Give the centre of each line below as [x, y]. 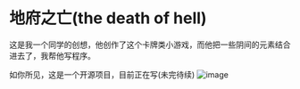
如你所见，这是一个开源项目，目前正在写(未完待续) [102, 74]
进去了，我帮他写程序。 [52, 55]
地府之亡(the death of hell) [108, 18]
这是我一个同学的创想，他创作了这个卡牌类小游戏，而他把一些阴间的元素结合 [150, 44]
